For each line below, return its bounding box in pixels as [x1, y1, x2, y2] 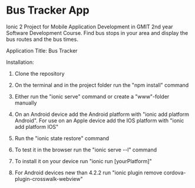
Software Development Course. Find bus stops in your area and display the [6, 29, 189, 36]
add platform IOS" [14, 123, 59, 130]
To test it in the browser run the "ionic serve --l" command [14, 146, 157, 153]
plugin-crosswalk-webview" [14, 175, 83, 182]
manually [14, 99, 37, 106]
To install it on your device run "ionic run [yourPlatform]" [14, 157, 152, 164]
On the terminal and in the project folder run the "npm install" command [14, 81, 189, 89]
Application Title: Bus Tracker [6, 47, 78, 54]
